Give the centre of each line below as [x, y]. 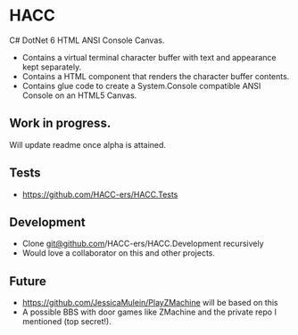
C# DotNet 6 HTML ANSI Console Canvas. [87, 40]
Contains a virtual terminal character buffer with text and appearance [149, 57]
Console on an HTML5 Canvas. [79, 95]
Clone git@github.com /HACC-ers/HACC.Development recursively [143, 244]
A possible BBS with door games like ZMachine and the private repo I [149, 312]
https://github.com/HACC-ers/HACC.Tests [100, 194]
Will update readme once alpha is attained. [88, 144]
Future [28, 281]
